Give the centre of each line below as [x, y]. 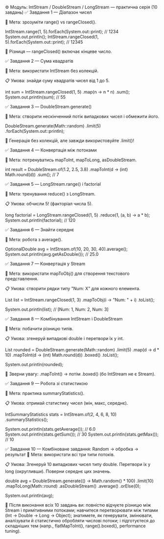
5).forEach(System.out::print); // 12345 [44, 42]
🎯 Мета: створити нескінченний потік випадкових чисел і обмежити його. [82, 116]
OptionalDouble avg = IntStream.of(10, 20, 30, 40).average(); [67, 249]
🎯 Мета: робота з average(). [34, 239]
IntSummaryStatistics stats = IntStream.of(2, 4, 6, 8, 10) [61, 414]
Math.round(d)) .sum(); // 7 [32, 174]
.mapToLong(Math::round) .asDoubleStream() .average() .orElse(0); [73, 486]
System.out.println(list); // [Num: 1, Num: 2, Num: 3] [57, 309]
